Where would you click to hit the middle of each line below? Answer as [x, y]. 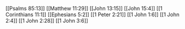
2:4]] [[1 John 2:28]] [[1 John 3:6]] [47, 21]
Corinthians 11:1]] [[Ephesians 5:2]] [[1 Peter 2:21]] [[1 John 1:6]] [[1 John [92, 14]
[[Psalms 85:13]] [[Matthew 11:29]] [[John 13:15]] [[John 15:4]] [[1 [84, 8]
